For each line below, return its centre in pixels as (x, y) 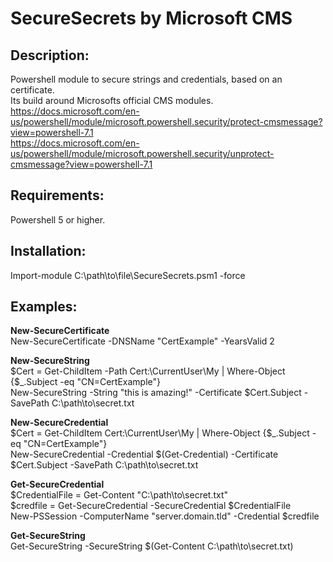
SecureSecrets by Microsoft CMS (151, 18)
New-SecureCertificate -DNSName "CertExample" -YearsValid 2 (142, 341)
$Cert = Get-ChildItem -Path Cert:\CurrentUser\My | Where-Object (148, 371)
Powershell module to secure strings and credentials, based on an (146, 79)
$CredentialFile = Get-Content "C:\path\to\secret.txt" (119, 495)
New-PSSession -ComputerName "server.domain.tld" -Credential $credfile (165, 516)
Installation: (48, 251)
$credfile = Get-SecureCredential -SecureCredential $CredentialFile (151, 506)
